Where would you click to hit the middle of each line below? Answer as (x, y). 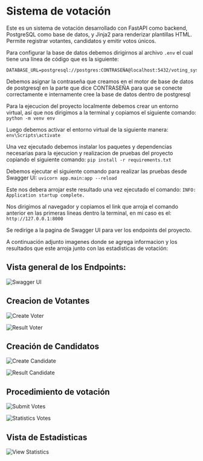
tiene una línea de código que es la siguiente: (63, 59)
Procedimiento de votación (58, 392)
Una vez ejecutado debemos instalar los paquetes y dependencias (89, 146)
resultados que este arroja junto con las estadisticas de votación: (87, 248)
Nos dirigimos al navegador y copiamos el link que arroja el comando (92, 206)
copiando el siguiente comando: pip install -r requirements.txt (89, 160)
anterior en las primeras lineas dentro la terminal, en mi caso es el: (89, 213)
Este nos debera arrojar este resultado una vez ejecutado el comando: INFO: (101, 189)
